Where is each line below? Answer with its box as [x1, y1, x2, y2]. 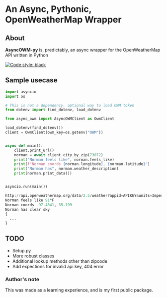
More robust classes [12, 253, 55, 259]
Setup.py [12, 247, 31, 253]
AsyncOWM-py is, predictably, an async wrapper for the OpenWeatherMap [5, 47, 161, 53]
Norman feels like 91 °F [5, 197, 55, 203]
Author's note [5, 276, 40, 283]
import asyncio [5, 89, 37, 94]
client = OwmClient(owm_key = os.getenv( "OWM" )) [5, 130, 103, 135]
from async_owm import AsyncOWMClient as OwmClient [5, 117, 114, 121]
